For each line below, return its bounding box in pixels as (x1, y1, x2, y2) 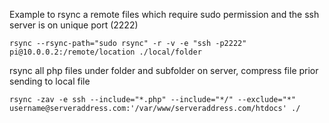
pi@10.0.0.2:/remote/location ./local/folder (9, 47, 202, 57)
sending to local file (9, 75, 91, 87)
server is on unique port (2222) (9, 19, 139, 31)
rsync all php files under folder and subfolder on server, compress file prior (9, 65, 319, 76)
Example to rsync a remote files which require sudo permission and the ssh (9, 9, 320, 20)
